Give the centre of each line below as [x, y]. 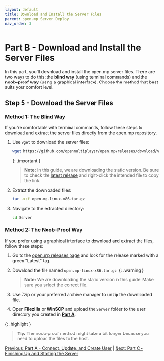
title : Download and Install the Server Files [53, 14]
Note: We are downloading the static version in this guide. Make [89, 279]
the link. [32, 180]
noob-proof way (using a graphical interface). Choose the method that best [82, 82]
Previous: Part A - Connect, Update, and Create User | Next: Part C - [74, 348]
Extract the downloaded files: [42, 190]
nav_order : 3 [18, 23]
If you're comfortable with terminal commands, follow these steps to [74, 127]
